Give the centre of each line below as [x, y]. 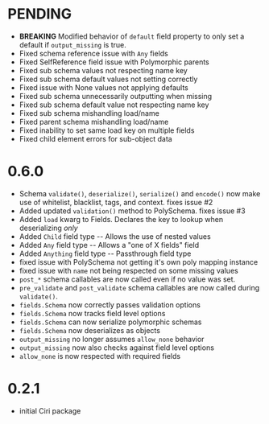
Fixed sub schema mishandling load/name [89, 113]
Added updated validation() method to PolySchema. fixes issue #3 [132, 211]
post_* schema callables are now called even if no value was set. [127, 279]
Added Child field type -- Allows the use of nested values [115, 236]
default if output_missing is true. [72, 44]
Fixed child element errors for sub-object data [95, 138]
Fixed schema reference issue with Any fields [93, 53]
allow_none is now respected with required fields [100, 356]
